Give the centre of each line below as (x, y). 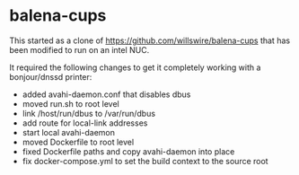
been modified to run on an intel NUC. (79, 49)
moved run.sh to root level (70, 103)
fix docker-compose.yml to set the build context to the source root (145, 161)
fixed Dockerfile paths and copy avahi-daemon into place (128, 151)
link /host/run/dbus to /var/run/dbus (88, 113)
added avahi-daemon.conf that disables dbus (106, 94)
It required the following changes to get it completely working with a (135, 67)
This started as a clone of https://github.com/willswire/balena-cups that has (149, 40)
